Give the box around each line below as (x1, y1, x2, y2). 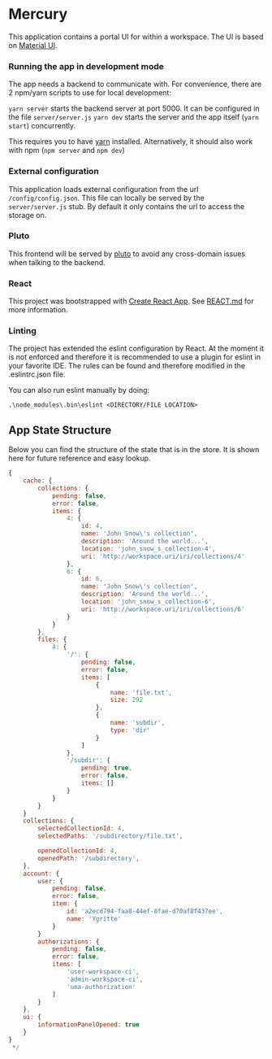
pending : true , (80, 764, 132, 773)
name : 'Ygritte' (66, 914, 122, 923)
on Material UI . (8, 40, 58, 50)
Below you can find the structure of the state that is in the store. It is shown (8, 445, 260, 455)
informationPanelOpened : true (37, 1021, 140, 1029)
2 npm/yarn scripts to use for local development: (8, 88, 172, 98)
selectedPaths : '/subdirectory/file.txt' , (37, 832, 183, 840)
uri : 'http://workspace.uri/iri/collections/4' (80, 552, 245, 560)
